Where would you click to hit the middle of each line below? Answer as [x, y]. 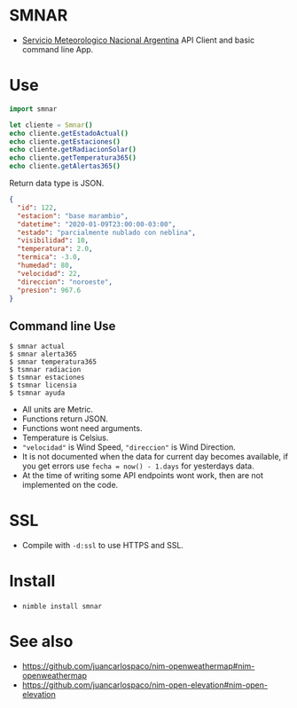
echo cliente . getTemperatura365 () [73, 158]
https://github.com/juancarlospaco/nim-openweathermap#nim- [138, 666]
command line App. [58, 49]
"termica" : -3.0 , [49, 257]
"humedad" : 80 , [45, 265]
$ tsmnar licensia [43, 385]
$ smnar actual [37, 347]
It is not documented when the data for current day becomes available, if [155, 457]
